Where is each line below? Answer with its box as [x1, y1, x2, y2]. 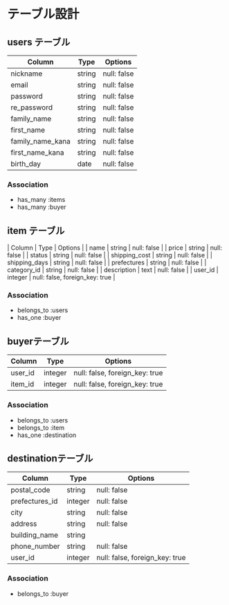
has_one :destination [17, 431, 77, 439]
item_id [10, 380, 35, 389]
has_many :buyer [17, 203, 67, 212]
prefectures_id [10, 497, 58, 506]
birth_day [10, 159, 42, 169]
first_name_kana [10, 148, 64, 157]
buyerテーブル [7, 335, 69, 347]
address [10, 519, 37, 529]
